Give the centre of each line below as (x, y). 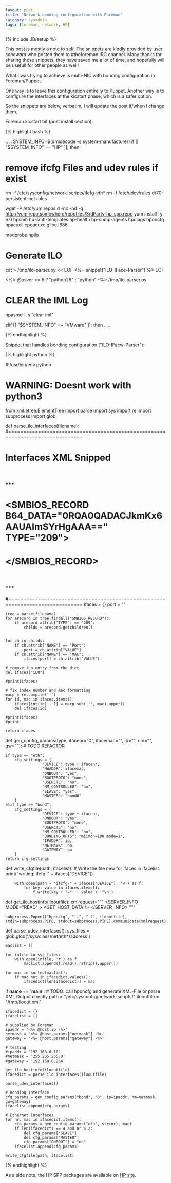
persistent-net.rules (26, 199)
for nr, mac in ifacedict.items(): (43, 1119)
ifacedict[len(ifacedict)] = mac (60, 981)
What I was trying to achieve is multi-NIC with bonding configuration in (80, 76)
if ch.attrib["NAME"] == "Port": (50, 645)
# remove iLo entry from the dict (42, 668)
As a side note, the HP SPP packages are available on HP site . (71, 1175)
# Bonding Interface (27, 1092)
